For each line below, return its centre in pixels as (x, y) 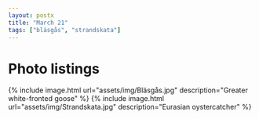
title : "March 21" (38, 23)
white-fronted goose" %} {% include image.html (86, 99)
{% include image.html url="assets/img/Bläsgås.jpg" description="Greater (128, 90)
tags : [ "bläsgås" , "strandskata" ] (65, 30)
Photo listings (54, 69)
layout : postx (31, 15)
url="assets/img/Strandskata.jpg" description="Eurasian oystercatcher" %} (130, 107)
